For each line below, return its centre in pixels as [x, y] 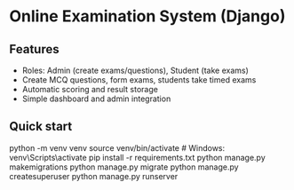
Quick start [41, 127]
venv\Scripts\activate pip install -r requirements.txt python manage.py [138, 157]
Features [34, 49]
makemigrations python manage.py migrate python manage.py [124, 167]
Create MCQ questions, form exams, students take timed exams [139, 80]
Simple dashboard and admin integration [96, 99]
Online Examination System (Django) [147, 16]
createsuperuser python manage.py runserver [94, 176]
